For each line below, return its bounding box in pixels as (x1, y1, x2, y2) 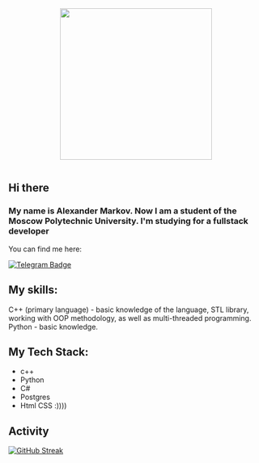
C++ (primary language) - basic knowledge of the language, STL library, (8, 305, 249, 314)
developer (8, 225, 50, 237)
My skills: (8, 283, 58, 297)
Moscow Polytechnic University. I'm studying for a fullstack (8, 216, 248, 227)
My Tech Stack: (8, 345, 89, 359)
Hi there (8, 181, 50, 195)
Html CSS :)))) (19, 401, 67, 410)
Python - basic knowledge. (8, 322, 99, 331)
